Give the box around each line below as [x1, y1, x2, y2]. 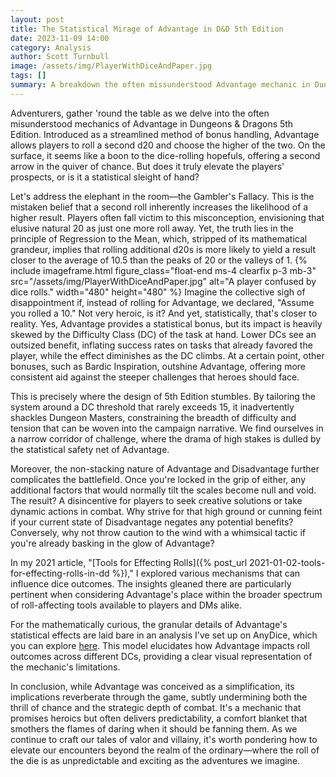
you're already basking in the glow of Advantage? [10, 537, 215, 549]
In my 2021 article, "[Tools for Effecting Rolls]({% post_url [10, 556, 248, 568]
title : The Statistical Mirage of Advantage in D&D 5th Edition [10, 24, 284, 34]
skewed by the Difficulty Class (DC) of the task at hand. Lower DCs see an [10, 328, 317, 340]
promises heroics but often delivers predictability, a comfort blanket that [10, 712, 308, 724]
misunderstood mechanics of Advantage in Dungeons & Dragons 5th [10, 117, 294, 130]
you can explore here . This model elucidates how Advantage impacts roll [10, 639, 310, 651]
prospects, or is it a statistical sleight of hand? [10, 171, 200, 183]
